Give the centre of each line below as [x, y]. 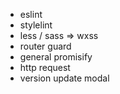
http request [45, 67]
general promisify [56, 57]
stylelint [36, 25]
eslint [31, 14]
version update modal [64, 78]
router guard [45, 46]
